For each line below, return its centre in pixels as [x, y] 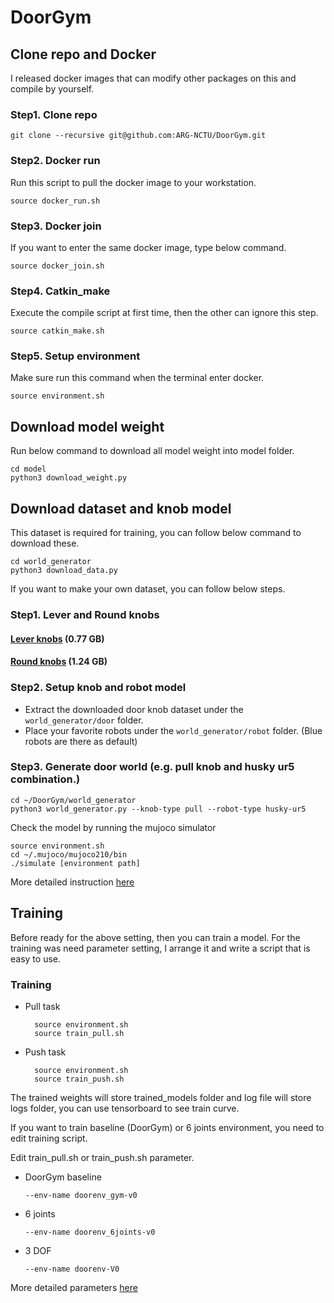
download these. [45, 543]
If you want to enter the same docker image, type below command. [148, 247]
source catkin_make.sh [57, 331]
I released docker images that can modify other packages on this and [153, 78]
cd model [28, 469]
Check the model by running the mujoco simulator [113, 827]
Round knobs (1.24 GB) [59, 662]
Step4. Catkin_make [60, 291]
